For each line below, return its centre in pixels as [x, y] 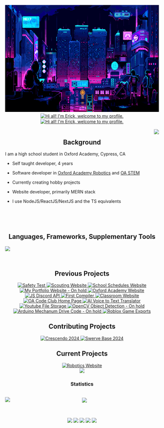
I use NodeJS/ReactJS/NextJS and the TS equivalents [66, 201]
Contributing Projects [82, 327]
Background [82, 142]
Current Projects [82, 354]
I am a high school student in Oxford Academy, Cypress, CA [65, 154]
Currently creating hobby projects [46, 182]
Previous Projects [82, 273]
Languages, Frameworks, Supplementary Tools [82, 236]
